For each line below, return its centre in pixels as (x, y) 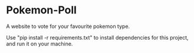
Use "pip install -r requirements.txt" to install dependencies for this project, (97, 37)
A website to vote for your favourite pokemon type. (68, 26)
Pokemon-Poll (41, 10)
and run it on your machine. (40, 44)
